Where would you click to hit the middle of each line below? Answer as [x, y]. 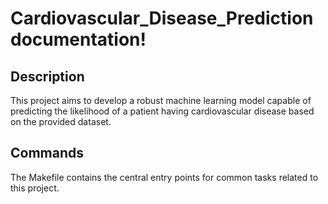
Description [47, 76]
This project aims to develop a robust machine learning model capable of [161, 100]
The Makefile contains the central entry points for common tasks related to [164, 177]
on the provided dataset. [61, 121]
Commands [47, 153]
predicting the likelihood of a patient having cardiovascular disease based [162, 111]
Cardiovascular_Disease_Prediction [162, 18]
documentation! [78, 39]
